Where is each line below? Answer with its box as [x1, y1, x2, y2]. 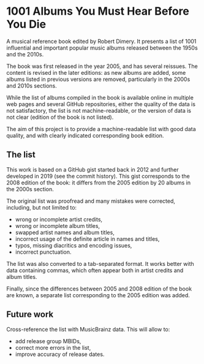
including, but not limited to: [6, 203, 77, 211]
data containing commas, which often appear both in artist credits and [6, 267, 184, 274]
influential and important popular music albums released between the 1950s [6, 44, 198, 51]
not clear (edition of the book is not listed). [6, 113, 114, 121]
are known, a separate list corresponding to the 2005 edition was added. [6, 291, 190, 298]
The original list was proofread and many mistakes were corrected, [6, 197, 176, 205]
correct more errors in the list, [15, 344, 91, 351]
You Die [6, 17, 47, 31]
